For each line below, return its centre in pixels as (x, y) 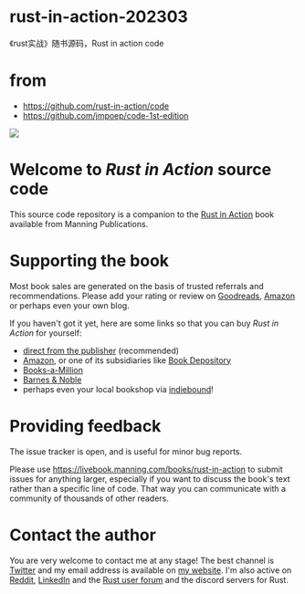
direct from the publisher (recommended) (101, 350)
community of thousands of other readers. (89, 498)
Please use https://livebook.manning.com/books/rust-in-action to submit (146, 469)
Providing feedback (85, 426)
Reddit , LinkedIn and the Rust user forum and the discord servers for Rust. (149, 579)
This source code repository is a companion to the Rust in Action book (142, 214)
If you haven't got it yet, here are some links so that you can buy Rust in (144, 323)
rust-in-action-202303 (99, 17)
